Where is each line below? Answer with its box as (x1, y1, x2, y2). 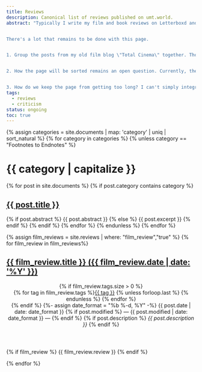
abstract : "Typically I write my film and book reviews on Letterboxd (6, 20, 187, 26)
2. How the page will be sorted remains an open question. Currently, (6, 68, 187, 74)
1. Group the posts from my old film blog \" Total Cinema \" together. (6, 52, 187, 58)
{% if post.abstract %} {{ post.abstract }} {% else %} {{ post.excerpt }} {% (6, 215, 191, 223)
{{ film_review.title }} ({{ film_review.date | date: (6, 257, 191, 268)
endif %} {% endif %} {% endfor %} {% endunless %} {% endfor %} (6, 222, 176, 229)
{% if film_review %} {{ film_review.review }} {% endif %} (6, 348, 148, 355)
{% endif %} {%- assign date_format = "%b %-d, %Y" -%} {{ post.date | (11, 301, 191, 309)
